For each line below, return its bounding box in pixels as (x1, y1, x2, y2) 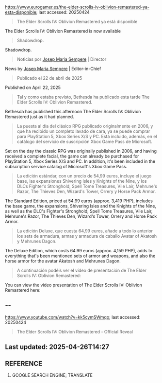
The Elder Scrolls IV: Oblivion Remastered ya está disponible (16, 19, 138, 24)
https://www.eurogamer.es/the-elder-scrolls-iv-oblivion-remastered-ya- (5, 4, 149, 10)
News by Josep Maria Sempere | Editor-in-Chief (5, 66, 101, 71)
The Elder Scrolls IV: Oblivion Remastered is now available (5, 28, 121, 34)
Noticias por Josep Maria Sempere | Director (16, 56, 107, 62)
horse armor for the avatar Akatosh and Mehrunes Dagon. (5, 258, 121, 264)
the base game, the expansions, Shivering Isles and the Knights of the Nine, (5, 203, 157, 209)
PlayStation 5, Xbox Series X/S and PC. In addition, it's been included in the (5, 158, 156, 164)
